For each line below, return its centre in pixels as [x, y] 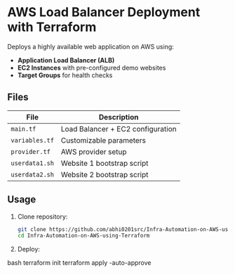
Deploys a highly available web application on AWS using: [90, 46]
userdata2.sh [33, 174]
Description [119, 117]
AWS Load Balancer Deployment [104, 12]
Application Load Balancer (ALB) [66, 60]
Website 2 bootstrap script [105, 174]
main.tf [23, 129]
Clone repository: [42, 216]
